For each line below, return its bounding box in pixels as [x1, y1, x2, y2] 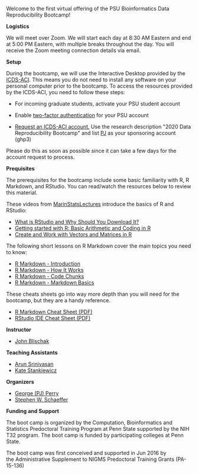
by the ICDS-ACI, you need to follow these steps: [6, 89, 125, 95]
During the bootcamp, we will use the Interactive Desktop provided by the [6, 70, 186, 76]
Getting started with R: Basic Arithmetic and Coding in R [14, 225, 151, 232]
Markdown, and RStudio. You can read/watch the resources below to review [6, 183, 191, 190]
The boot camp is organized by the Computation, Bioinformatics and [6, 419, 173, 426]
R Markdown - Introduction [14, 260, 81, 267]
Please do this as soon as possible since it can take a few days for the [6, 148, 177, 154]
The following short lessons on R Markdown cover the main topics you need [6, 242, 191, 249]
